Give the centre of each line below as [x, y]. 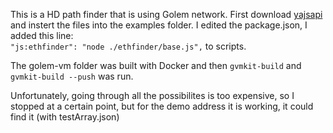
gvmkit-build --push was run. [72, 76]
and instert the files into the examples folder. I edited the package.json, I [159, 25]
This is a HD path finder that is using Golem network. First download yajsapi [166, 14]
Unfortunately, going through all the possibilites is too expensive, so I [152, 95]
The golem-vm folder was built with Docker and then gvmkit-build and [156, 65]
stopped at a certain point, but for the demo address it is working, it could [162, 106]
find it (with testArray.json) [65, 117]
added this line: [42, 35]
